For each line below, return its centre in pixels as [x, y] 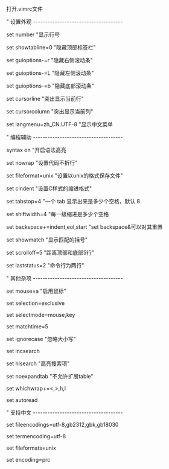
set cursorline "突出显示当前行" [45, 99]
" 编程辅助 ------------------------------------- [65, 137]
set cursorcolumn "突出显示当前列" [50, 111]
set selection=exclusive [36, 303]
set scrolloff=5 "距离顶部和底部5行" [50, 253]
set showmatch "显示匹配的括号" [47, 240]
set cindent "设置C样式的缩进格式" [49, 188]
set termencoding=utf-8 [36, 436]
